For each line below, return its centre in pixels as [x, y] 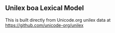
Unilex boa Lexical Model [45, 8]
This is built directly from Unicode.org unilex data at [58, 20]
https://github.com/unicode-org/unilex [44, 25]
